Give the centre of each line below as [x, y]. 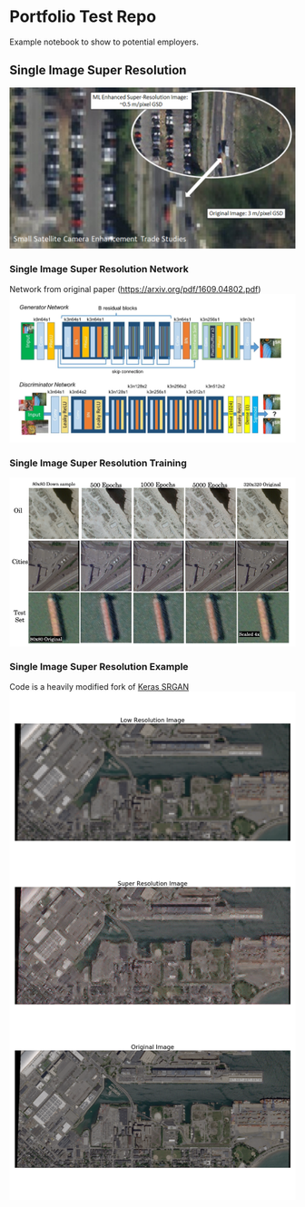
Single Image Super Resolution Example [99, 667]
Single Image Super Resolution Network [99, 270]
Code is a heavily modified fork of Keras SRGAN [99, 686]
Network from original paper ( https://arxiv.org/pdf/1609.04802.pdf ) [135, 289]
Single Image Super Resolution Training [98, 463]
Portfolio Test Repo [83, 17]
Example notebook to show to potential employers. [104, 42]
